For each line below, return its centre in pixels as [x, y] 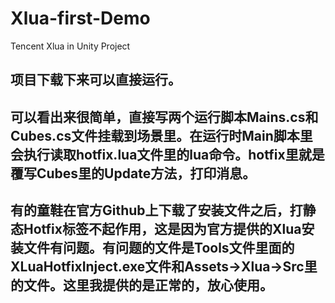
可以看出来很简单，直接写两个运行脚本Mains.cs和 [164, 117]
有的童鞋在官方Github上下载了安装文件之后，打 [156, 210]
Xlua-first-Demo [80, 18]
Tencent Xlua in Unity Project [70, 46]
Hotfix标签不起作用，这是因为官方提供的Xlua [162, 229]
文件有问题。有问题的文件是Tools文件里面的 [159, 248]
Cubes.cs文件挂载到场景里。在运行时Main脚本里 [161, 135]
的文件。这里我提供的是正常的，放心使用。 [141, 285]
